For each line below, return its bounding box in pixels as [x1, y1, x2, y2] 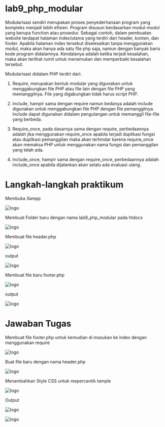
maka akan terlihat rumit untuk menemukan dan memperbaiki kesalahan [5, 56, 151, 62]
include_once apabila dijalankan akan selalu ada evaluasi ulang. [12, 162, 141, 168]
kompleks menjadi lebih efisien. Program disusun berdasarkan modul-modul [5, 24, 160, 30]
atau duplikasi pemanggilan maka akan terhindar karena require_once [12, 136, 154, 142]
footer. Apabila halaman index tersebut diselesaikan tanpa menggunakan [5, 40, 153, 46]
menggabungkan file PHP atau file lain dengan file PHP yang [12, 85, 135, 91]
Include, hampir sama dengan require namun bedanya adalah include [12, 100, 153, 106]
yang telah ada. [12, 147, 44, 153]
